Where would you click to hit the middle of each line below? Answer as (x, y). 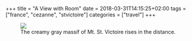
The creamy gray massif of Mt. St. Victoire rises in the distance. (98, 32)
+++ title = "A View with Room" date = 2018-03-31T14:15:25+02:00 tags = (96, 8)
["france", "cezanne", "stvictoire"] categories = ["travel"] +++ (81, 15)
